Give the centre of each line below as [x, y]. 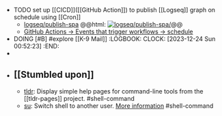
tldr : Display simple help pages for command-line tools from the [113, 91]
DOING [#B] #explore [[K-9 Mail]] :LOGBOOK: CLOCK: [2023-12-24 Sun [114, 39]
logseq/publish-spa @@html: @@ [103, 24]
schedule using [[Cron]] [47, 17]
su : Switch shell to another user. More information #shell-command [119, 106]
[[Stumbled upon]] [54, 75]
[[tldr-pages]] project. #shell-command [79, 98]
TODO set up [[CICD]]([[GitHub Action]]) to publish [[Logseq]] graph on [114, 10]
